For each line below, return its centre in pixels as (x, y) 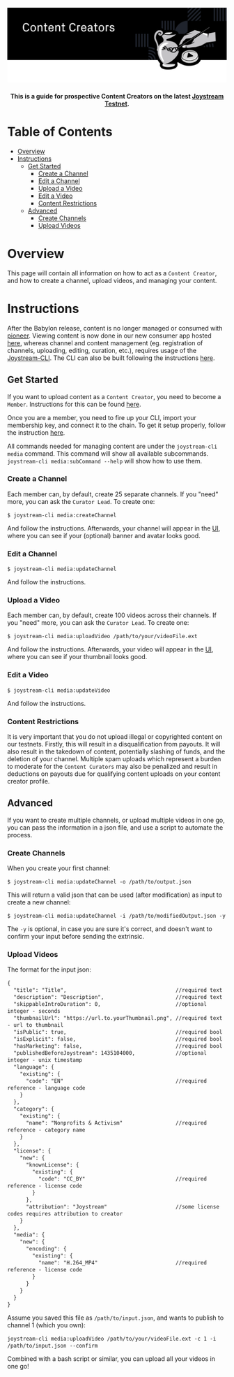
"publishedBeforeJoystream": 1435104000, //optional (110, 1053)
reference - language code (46, 1088)
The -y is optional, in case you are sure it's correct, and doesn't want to (110, 929)
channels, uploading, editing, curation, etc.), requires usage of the (102, 350)
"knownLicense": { (52, 1165)
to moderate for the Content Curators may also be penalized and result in (112, 766)
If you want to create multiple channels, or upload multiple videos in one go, (116, 820)
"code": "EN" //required (116, 1081)
